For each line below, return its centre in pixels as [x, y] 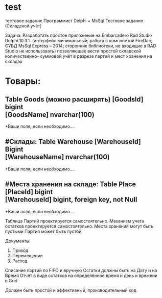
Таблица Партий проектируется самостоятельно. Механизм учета [75, 221]
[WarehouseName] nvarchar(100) [58, 157]
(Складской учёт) [23, 25]
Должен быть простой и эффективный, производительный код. [71, 290]
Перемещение [27, 255]
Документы [17, 241]
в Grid [11, 280]
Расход [20, 261]
